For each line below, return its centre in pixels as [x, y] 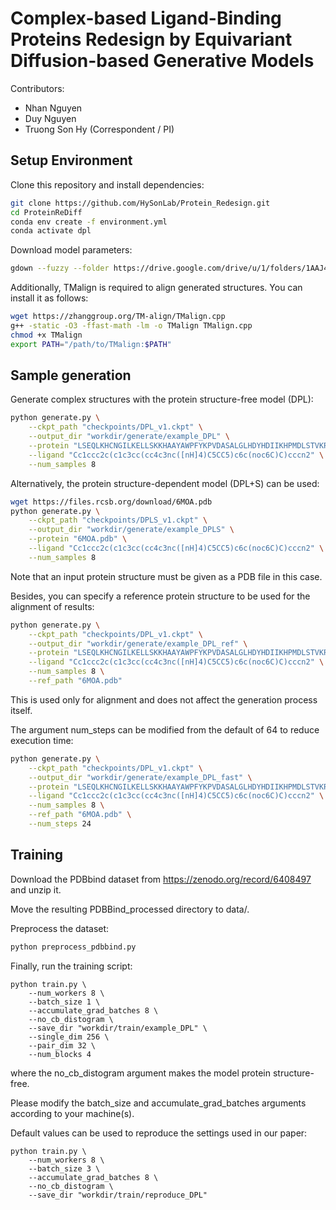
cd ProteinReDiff [46, 212]
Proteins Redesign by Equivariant [151, 39]
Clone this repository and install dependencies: [107, 184]
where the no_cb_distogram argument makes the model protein [141, 1073]
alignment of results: [52, 606]
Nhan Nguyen [53, 108]
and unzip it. [36, 889]
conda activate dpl [51, 231]
